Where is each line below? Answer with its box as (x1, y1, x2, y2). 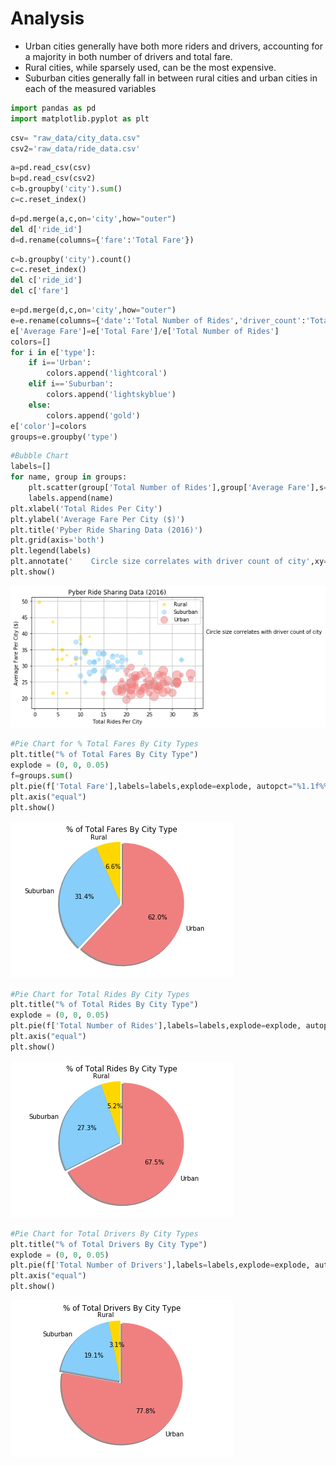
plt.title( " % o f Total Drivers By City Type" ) (10, 1239, 208, 1249)
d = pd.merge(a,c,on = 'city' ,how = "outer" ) (10, 213, 177, 224)
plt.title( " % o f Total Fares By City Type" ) (10, 750, 199, 760)
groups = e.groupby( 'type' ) (10, 432, 118, 442)
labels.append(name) (28, 493, 114, 503)
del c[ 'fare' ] (10, 286, 70, 296)
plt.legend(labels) (10, 546, 92, 556)
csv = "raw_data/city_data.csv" (10, 133, 141, 143)
